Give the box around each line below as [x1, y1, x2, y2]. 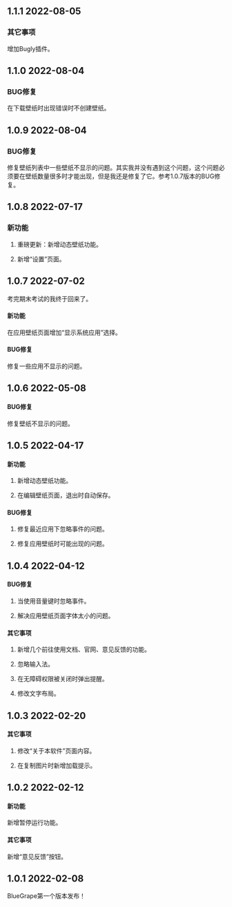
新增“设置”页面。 [17, 255, 66, 263]
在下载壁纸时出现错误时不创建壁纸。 [7, 104, 110, 113]
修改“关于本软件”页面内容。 [17, 746, 96, 755]
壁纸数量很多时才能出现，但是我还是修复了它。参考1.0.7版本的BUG [25, 172, 215, 180]
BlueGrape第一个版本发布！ [7, 892, 86, 900]
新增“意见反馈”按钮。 [7, 852, 68, 861]
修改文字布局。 [17, 689, 60, 698]
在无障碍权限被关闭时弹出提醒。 [17, 675, 108, 683]
